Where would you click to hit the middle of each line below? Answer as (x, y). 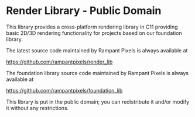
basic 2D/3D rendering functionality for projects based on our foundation (94, 33)
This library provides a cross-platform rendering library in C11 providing (92, 27)
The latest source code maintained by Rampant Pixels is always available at (97, 50)
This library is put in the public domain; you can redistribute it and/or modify (98, 102)
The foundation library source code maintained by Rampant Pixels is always (97, 73)
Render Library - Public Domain (84, 11)
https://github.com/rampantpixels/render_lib (59, 62)
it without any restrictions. (37, 108)
